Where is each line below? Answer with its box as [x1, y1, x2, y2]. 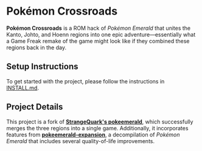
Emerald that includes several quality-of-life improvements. [6, 137, 155, 144]
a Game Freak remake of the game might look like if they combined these [6, 37, 190, 44]
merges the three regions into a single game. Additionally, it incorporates [6, 124, 189, 132]
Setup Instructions [6, 61, 78, 72]
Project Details [6, 102, 63, 112]
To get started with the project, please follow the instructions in [6, 77, 165, 85]
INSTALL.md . [6, 84, 40, 91]
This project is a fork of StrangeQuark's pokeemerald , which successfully [6, 118, 193, 125]
